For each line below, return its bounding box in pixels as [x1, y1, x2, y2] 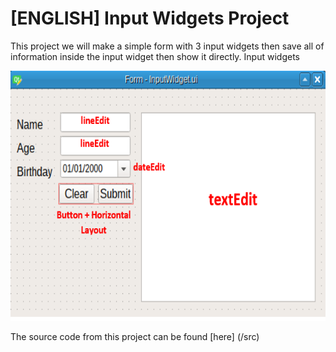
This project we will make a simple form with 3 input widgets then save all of [10, 40, 325, 52]
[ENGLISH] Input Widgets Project [10, 7, 290, 30]
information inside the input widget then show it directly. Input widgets [10, 50, 300, 62]
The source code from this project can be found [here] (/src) [10, 330, 260, 342]
